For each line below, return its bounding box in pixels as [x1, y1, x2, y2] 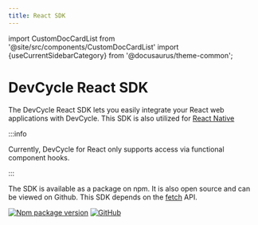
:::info [8, 128, 27, 138]
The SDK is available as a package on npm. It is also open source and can [8, 184, 251, 193]
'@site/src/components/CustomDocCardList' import [8, 41, 179, 52]
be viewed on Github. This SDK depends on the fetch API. [8, 192, 197, 202]
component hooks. [8, 152, 70, 162]
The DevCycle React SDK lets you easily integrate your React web [8, 105, 225, 114]
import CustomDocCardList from [8, 34, 115, 43]
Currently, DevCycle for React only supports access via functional [8, 144, 225, 154]
